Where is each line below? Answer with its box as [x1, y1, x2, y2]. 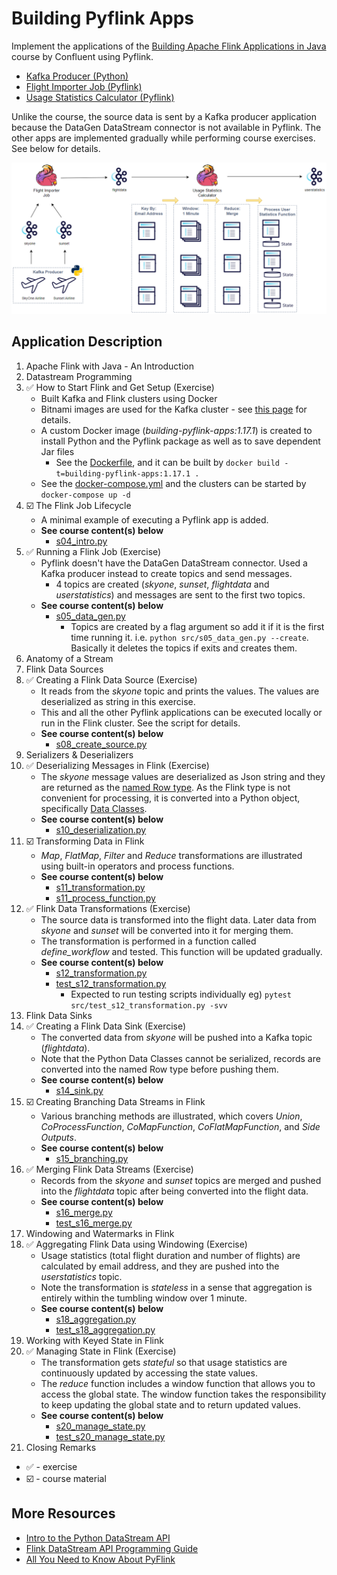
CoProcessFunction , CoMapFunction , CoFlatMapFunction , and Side [40, 1120, 321, 1132]
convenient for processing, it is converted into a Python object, [40, 792, 301, 804]
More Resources [11, 1505, 116, 1522]
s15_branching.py [55, 1152, 129, 1164]
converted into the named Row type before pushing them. [40, 1063, 279, 1075]
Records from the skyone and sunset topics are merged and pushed [40, 1174, 322, 1186]
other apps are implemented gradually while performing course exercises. [11, 132, 316, 144]
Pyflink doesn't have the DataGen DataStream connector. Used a [40, 557, 308, 569]
